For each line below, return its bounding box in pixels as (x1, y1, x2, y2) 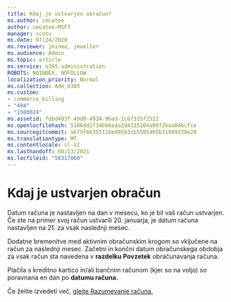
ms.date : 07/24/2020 (7, 37, 68, 44)
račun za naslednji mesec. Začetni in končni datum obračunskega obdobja (7, 244, 223, 253)
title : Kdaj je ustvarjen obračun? (7, 10, 112, 18)
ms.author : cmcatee (7, 17, 65, 24)
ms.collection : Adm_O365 (7, 83, 80, 90)
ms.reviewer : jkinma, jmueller (7, 43, 99, 50)
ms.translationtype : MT (7, 135, 77, 142)
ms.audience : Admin (7, 50, 65, 57)
